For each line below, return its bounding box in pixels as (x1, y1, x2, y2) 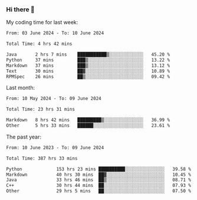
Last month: (6, 84, 35, 91)
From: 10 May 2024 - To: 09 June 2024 (6, 96, 101, 102)
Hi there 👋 (6, 5, 35, 14)
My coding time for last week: (6, 19, 78, 26)
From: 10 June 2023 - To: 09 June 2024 (6, 144, 104, 150)
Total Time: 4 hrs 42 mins (6, 41, 73, 47)
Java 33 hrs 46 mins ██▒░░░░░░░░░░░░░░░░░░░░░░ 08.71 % (6, 177, 192, 183)
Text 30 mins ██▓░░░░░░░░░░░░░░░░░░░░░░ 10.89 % (6, 68, 170, 74)
